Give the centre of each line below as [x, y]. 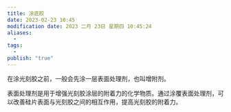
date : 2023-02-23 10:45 [41, 20]
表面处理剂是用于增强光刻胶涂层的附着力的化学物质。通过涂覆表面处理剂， [112, 93]
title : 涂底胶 [26, 13]
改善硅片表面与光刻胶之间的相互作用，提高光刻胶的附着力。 [97, 102]
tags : [15, 45]
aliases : [20, 33]
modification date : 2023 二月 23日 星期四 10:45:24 [80, 26]
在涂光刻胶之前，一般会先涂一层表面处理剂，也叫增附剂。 [88, 78]
